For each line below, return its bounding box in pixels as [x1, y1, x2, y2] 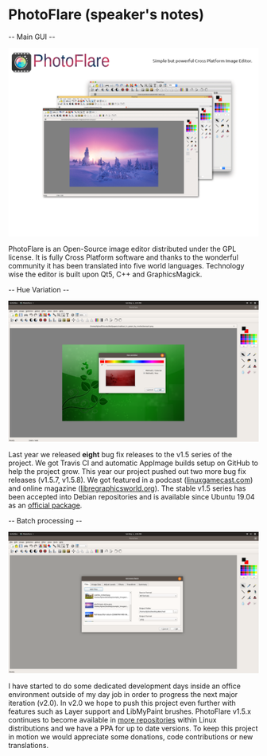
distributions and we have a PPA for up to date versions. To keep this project [8, 723, 258, 733]
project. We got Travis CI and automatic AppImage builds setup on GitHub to [8, 458, 258, 468]
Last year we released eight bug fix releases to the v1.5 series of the [8, 450, 233, 460]
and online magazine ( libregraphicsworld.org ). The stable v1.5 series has [8, 484, 246, 493]
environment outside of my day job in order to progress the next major [8, 689, 238, 699]
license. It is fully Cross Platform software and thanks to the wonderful [8, 253, 238, 262]
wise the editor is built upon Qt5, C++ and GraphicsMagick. [8, 269, 203, 279]
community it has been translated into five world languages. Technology [8, 260, 245, 270]
